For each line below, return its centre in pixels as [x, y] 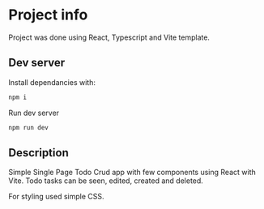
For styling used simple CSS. [56, 197]
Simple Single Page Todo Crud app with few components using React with [132, 173]
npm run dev [28, 127]
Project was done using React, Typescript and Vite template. [109, 37]
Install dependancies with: [52, 82]
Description [38, 153]
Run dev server [34, 113]
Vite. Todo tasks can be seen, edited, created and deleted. [106, 181]
